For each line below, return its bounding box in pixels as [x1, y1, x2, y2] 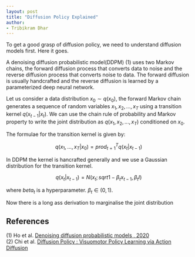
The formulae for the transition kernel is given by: [6, 131, 126, 138]
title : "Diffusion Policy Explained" [6, 14, 99, 20]
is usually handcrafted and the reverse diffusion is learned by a [6, 78, 159, 85]
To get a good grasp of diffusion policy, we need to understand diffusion [6, 41, 181, 48]
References [6, 216, 49, 226]
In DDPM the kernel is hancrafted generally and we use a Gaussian [6, 156, 167, 163]
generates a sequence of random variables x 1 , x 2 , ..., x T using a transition [6, 103, 182, 111]
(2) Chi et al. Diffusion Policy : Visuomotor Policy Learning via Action [6, 238, 172, 245]
